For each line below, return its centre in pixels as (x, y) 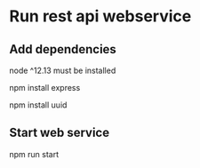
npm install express (45, 88)
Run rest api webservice (100, 16)
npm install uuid (38, 105)
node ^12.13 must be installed (63, 70)
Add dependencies (63, 49)
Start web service (59, 133)
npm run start (34, 154)
